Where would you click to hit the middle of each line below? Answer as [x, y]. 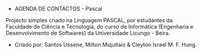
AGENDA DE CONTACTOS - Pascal [58, 9]
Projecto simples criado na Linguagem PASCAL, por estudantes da [89, 20]
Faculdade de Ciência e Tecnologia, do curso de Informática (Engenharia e [100, 27]
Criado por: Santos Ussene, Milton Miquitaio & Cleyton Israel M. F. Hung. [106, 45]
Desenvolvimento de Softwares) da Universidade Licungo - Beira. [88, 33]
